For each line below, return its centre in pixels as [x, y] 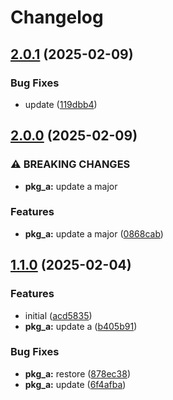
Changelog [57, 17]
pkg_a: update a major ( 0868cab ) [94, 233]
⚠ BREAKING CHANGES [70, 164]
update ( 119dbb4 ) [61, 104]
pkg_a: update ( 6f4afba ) [75, 384]
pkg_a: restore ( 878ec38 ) [77, 373]
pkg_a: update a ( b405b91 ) [81, 326]
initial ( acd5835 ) [58, 315]
